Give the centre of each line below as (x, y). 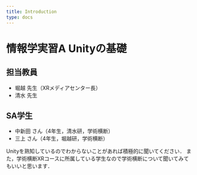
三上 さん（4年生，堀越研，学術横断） (61, 139)
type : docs (20, 17)
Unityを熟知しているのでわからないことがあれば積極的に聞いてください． (96, 151)
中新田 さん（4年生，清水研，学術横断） (64, 131)
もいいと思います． (30, 166)
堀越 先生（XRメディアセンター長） (58, 87)
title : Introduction (32, 12)
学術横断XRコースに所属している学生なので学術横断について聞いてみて (103, 159)
